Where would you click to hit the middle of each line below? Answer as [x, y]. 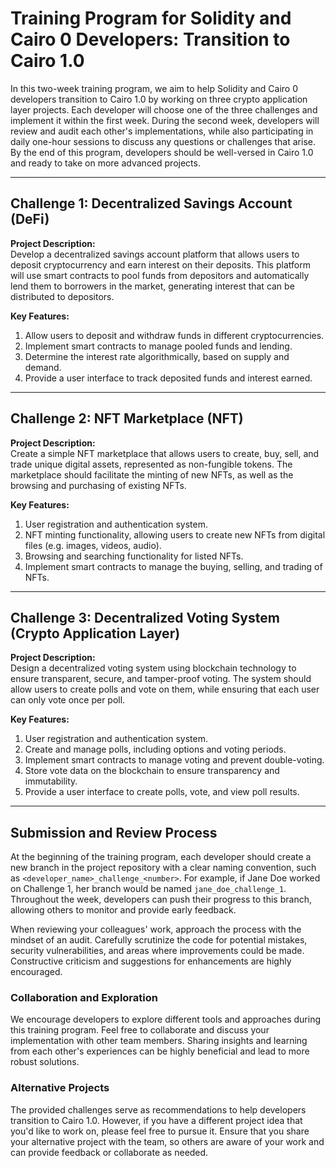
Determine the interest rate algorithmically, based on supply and [157, 356]
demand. [43, 367]
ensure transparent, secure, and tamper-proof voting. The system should [161, 679]
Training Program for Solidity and [151, 18]
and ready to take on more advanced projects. [105, 163]
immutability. [51, 781]
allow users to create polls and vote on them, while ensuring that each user [165, 689]
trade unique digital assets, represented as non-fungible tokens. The [151, 464]
